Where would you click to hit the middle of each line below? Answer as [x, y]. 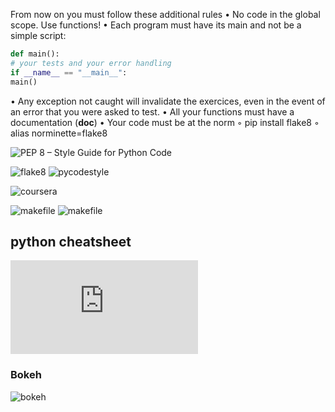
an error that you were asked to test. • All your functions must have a [152, 111]
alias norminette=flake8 [59, 133]
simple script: [38, 35]
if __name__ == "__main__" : [69, 72]
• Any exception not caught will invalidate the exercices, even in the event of [168, 101]
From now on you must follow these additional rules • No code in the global [165, 14]
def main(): [35, 54]
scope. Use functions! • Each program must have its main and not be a [156, 25]
